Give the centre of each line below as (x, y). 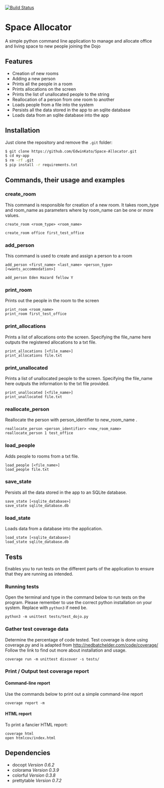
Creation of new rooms (35, 73)
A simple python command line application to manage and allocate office (79, 41)
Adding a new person (34, 78)
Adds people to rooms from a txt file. (42, 456)
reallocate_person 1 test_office (39, 433)
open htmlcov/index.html (30, 738)
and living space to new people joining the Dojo (53, 46)
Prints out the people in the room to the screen (52, 301)
